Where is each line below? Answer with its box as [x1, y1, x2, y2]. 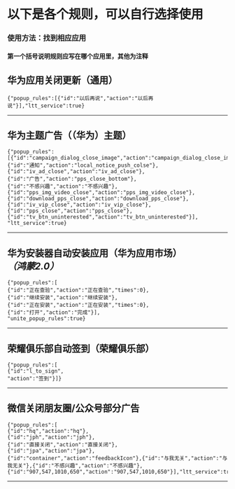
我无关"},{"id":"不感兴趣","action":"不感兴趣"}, [7, 462, 143, 469]
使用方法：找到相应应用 [7, 33, 86, 43]
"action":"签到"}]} [7, 375, 62, 382]
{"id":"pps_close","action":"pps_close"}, [7, 207, 133, 214]
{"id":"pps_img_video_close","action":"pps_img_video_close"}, [7, 189, 196, 196]
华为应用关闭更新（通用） [7, 74, 117, 86]
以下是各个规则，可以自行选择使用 [7, 6, 204, 22]
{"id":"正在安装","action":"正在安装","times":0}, [7, 302, 150, 309]
